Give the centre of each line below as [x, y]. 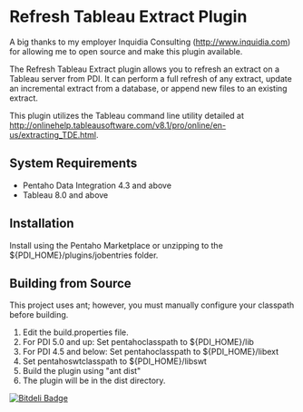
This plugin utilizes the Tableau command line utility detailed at [127, 115]
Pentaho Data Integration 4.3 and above [97, 185]
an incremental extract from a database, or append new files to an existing [148, 88]
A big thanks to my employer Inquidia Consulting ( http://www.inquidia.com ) [150, 42]
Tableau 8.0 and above [65, 195]
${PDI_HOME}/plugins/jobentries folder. [84, 255]
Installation [42, 224]
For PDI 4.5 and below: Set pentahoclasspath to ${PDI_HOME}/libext [151, 352]
